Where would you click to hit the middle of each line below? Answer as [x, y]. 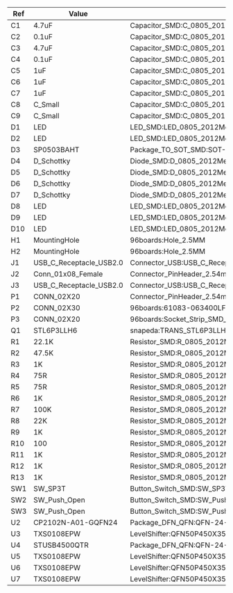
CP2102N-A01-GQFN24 [76, 522]
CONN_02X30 [57, 308]
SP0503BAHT [57, 150]
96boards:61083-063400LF [178, 308]
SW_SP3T [50, 488]
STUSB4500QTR [61, 545]
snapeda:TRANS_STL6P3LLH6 [180, 331]
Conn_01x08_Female [68, 274]
